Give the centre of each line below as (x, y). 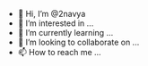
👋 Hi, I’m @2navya (52, 14)
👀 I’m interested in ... (56, 23)
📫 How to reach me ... (59, 52)
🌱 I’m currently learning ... (65, 33)
